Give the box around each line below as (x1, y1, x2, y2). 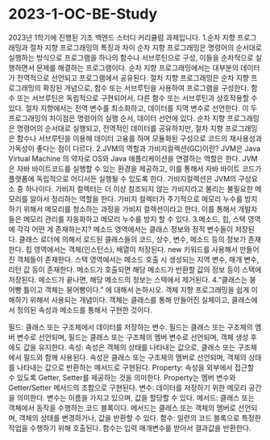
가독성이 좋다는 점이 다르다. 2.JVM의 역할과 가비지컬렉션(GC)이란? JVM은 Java (8, 143, 261, 153)
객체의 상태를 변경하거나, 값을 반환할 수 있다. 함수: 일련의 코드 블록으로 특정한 (19, 413, 262, 422)
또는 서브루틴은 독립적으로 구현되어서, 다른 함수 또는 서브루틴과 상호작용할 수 (16, 93, 258, 103)
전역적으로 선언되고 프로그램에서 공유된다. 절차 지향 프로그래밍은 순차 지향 (16, 73, 250, 82)
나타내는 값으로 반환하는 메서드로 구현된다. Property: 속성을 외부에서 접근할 (16, 362, 255, 372)
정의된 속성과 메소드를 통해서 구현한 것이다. (16, 304, 153, 315)
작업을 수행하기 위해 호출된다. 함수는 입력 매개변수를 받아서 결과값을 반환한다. (8, 423, 251, 433)
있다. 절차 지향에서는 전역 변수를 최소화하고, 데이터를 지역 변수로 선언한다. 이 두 (8, 103, 258, 113)
